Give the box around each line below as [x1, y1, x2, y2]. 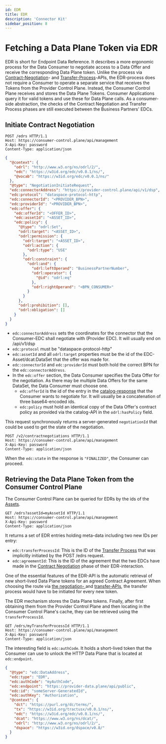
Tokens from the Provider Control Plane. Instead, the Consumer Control [5, 85, 151, 91]
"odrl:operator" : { [31, 271, 72, 276]
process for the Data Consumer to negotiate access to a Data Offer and [5, 64, 151, 70]
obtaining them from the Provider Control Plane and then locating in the [5, 603, 151, 610]
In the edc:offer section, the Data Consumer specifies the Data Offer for [12, 372, 160, 378]
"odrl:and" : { [27, 261, 56, 267]
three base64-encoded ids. [19, 399, 76, 404]
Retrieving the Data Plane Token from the [5, 475, 134, 483]
